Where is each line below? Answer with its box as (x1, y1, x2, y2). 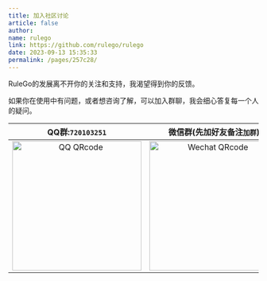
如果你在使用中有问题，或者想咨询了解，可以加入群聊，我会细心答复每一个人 (8, 96, 259, 105)
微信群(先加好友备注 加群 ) (168, 127, 260, 138)
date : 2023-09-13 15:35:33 (8, 49, 98, 57)
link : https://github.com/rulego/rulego (8, 41, 145, 49)
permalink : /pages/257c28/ (8, 57, 98, 64)
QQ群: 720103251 (47, 127, 107, 138)
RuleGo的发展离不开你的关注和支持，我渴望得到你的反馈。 (8, 79, 199, 88)
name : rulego (8, 33, 52, 42)
